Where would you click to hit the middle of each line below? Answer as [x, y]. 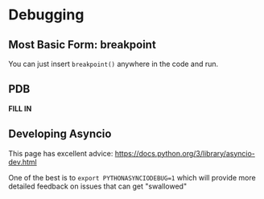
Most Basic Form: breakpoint [82, 45]
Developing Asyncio [60, 134]
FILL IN [20, 108]
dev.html [23, 162]
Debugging [46, 15]
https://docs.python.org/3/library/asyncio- [185, 153]
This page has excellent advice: [61, 153]
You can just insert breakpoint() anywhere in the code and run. [113, 64]
